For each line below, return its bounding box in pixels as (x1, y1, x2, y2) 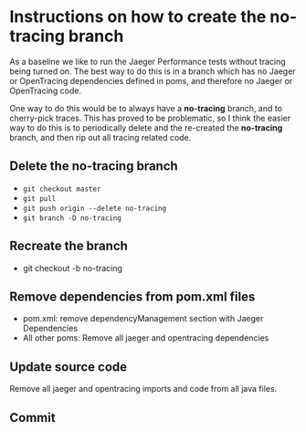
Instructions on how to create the (9, 6, 267, 27)
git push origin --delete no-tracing (22, 204, 167, 213)
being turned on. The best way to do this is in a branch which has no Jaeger (9, 66, 296, 77)
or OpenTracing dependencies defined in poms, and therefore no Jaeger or (9, 75, 293, 86)
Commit (9, 409, 57, 426)
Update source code (9, 359, 128, 374)
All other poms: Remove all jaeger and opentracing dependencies (22, 332, 269, 343)
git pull (22, 194, 57, 203)
